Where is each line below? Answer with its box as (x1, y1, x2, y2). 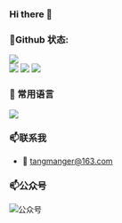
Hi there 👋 (9, 8, 53, 20)
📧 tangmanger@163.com (21, 155, 113, 166)
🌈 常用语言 (9, 88, 55, 100)
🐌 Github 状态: (9, 33, 69, 45)
